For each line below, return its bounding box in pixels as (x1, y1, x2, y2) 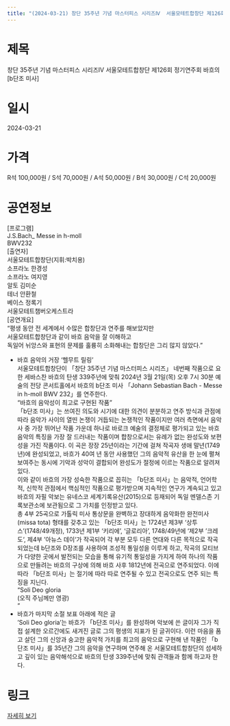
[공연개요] (7, 315, 34, 324)
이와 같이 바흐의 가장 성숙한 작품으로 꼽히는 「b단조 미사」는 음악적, (16, 476, 199, 484)
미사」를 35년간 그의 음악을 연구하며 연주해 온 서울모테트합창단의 (29, 644, 204, 652)
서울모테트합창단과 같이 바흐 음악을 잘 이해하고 (7, 333, 132, 341)
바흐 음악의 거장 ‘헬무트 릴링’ (16, 356, 94, 364)
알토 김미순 (7, 281, 37, 289)
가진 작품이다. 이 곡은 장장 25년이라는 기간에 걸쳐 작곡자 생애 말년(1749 (29, 441, 220, 450)
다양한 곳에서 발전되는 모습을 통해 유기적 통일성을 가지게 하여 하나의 (24, 552, 205, 561)
